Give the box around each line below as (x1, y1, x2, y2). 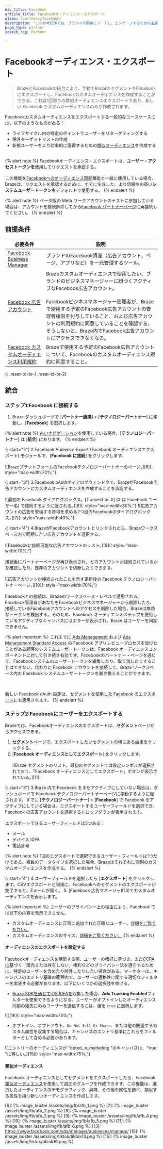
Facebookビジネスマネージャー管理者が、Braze (46, 298, 154, 305)
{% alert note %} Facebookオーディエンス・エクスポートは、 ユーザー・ (5, 158, 148, 164)
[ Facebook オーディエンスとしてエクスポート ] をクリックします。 (12, 751, 143, 757)
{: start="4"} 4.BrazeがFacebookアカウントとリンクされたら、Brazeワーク (5, 525, 154, 531)
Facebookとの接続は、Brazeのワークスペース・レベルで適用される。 (5, 593, 142, 599)
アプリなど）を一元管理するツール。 (60, 259, 143, 266)
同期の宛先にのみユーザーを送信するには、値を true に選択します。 (12, 1002, 147, 1008)
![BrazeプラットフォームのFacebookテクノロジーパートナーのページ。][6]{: (5, 464, 153, 470)
